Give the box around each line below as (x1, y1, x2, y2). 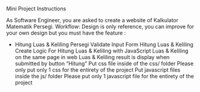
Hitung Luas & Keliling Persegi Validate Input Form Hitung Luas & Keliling (14, 41, 193, 48)
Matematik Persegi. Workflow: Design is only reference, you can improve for (6, 23, 195, 30)
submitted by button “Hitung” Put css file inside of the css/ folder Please (14, 60, 194, 67)
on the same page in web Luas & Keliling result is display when (14, 54, 170, 60)
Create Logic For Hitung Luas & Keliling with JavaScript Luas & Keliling (14, 47, 189, 54)
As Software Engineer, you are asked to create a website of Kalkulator (6, 17, 178, 23)
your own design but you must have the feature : (6, 29, 126, 36)
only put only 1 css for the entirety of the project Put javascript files (14, 66, 181, 73)
